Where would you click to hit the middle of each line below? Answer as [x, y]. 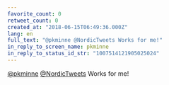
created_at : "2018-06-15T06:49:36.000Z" [68, 27]
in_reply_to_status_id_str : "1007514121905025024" [83, 54]
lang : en [20, 34]
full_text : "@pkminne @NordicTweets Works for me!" [85, 40]
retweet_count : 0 [33, 21]
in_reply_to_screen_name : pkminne [58, 47]
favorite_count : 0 [34, 14]
